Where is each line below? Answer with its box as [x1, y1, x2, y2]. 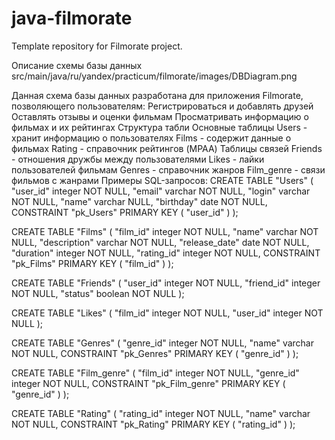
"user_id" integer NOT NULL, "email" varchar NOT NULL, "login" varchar [11, 185, 311, 197]
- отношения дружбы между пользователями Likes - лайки [11, 153, 265, 165]
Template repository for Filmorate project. [11, 40, 183, 52]
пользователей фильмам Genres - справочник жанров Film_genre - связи [11, 163, 326, 176]
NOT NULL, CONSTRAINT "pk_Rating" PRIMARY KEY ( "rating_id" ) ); [11, 418, 296, 430]
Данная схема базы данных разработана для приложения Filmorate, [11, 89, 304, 101]
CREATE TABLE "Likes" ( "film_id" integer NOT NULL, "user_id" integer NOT [11, 307, 324, 319]
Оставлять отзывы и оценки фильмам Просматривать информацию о [11, 110, 309, 122]
